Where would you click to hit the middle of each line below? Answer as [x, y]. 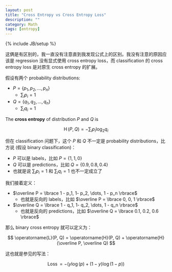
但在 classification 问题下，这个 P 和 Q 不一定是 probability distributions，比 [85, 141]
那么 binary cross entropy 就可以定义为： [49, 227]
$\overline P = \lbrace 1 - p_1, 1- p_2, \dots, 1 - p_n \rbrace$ [75, 193]
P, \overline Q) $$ [97, 243]
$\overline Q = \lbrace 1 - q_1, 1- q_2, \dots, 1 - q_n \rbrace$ [75, 205]
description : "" [23, 19]
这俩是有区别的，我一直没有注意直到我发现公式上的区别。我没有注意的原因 [84, 54]
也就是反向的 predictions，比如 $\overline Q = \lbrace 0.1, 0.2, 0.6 [89, 211]
